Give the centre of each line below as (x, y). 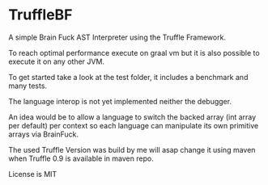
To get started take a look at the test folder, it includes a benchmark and (128, 77)
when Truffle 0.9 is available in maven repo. (81, 158)
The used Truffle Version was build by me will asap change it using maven (132, 149)
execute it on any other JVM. (57, 61)
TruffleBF (40, 15)
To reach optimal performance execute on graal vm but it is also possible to (134, 53)
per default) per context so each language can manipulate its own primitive (134, 125)
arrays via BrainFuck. (44, 134)
